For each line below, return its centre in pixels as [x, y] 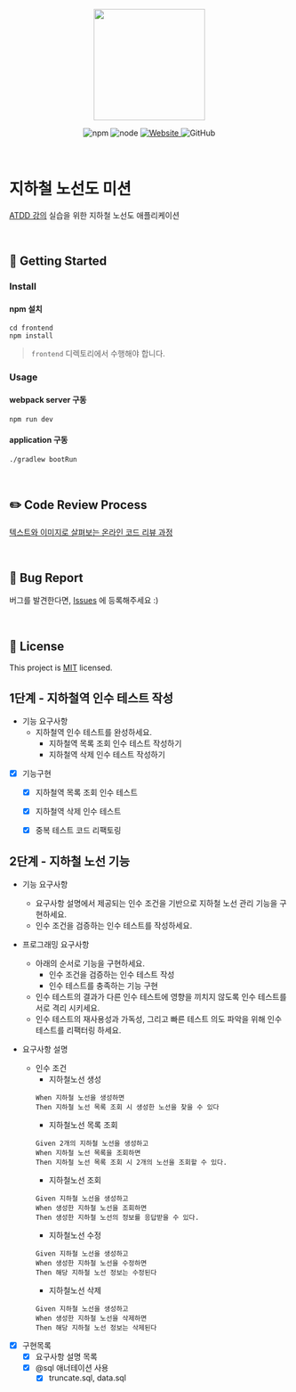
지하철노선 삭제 [75, 1290]
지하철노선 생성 [75, 1079]
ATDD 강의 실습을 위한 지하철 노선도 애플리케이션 [95, 215]
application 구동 [39, 440]
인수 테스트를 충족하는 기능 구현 [103, 986]
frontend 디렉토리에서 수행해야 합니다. [98, 354]
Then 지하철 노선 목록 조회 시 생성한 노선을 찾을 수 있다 [127, 1108]
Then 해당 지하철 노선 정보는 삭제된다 [96, 1328]
